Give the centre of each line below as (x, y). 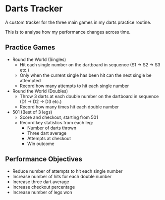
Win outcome (41, 144)
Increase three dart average (41, 182)
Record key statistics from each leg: (56, 122)
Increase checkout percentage (44, 187)
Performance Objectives (44, 159)
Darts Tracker (34, 9)
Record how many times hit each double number (69, 106)
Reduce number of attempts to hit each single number (67, 171)
